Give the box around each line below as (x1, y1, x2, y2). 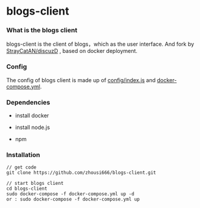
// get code (6, 164, 36, 171)
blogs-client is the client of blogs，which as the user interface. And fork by (6, 41, 195, 48)
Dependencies (6, 98, 50, 106)
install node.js (15, 123, 50, 131)
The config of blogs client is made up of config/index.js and (6, 76, 156, 83)
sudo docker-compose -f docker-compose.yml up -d (6, 191, 135, 197)
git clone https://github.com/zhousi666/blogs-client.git (6, 170, 156, 176)
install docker (15, 112, 49, 119)
